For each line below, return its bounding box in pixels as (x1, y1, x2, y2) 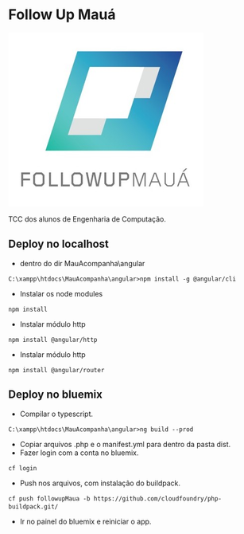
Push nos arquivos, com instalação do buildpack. (19, 478, 181, 488)
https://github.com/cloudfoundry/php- (93, 494, 223, 503)
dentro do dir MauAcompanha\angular (19, 258, 145, 268)
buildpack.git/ (8, 502, 59, 511)
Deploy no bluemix (8, 388, 103, 402)
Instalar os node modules (19, 289, 103, 298)
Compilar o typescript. (19, 409, 94, 418)
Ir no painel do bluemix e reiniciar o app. (19, 516, 152, 526)
